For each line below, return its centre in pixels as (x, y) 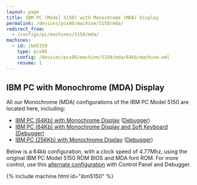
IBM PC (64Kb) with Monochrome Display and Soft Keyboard (92, 127)
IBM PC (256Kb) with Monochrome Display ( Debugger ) (84, 140)
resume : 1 (30, 63)
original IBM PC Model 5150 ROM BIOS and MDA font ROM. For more (92, 158)
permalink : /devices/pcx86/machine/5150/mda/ (65, 23)
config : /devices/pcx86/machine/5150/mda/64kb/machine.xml (94, 57)
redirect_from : (26, 29)
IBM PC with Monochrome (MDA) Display (85, 87)
